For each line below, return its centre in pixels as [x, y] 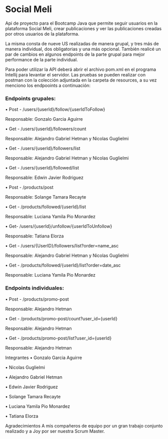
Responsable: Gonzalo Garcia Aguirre [44, 119]
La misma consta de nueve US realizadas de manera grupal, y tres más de [82, 43]
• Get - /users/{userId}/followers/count [46, 129]
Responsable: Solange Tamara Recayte [46, 197]
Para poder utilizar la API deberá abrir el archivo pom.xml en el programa [81, 69]
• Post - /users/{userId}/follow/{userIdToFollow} [55, 110]
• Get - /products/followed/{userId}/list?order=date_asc [63, 266]
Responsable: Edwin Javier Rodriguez [45, 178]
